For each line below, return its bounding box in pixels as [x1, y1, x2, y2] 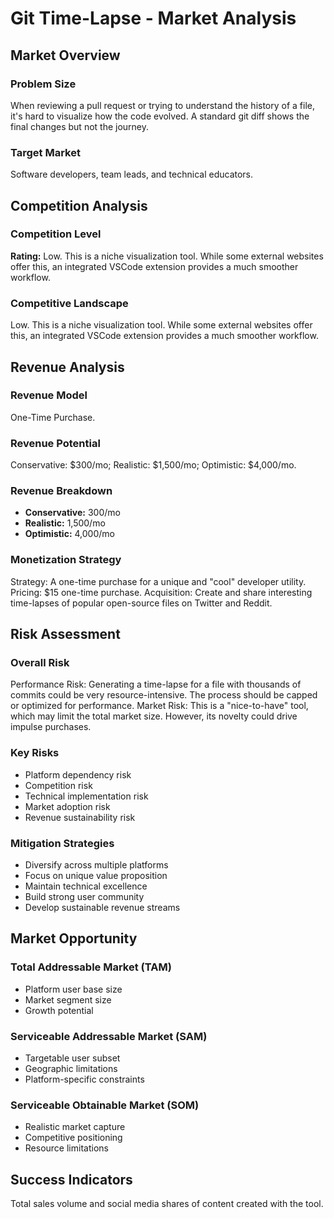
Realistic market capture [24, 1121, 126, 1133]
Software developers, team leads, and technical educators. [10, 168, 254, 181]
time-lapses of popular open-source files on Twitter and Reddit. [10, 597, 273, 609]
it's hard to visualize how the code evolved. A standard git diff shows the [10, 110, 310, 122]
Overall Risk [10, 656, 70, 670]
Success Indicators [10, 1171, 133, 1188]
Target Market [10, 145, 81, 159]
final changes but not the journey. [10, 120, 150, 132]
